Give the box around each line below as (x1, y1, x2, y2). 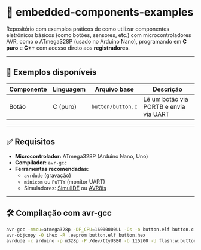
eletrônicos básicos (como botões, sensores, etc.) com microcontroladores (6, 31, 191, 38)
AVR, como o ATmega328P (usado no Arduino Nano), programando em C (6, 38, 187, 45)
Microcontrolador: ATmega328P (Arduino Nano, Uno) (14, 153, 148, 160)
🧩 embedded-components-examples (6, 5, 194, 19)
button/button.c (91, 103, 138, 110)
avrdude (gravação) (23, 172, 72, 179)
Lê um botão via (143, 95, 188, 103)
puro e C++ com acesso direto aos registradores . (6, 44, 130, 51)
